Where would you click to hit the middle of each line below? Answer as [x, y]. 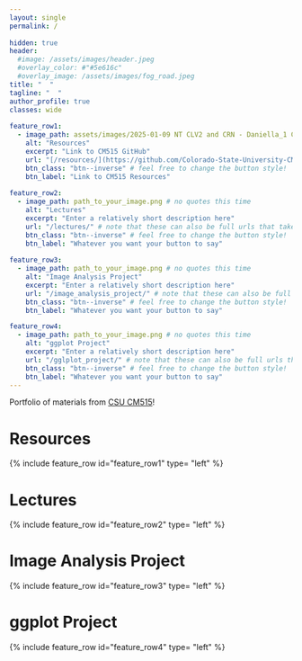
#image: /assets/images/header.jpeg [86, 59]
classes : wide [36, 110]
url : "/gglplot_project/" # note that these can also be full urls [154, 360]
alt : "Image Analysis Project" [84, 277]
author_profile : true [50, 101]
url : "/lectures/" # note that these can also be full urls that [151, 227]
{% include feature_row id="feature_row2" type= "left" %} [117, 525]
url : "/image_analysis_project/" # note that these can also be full [159, 293]
